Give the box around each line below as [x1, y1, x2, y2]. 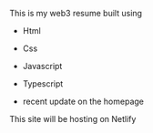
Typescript [22, 78, 64, 89]
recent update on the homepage [22, 96, 144, 107]
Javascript [22, 61, 63, 71]
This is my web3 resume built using [9, 8, 143, 18]
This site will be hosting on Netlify [9, 114, 137, 124]
